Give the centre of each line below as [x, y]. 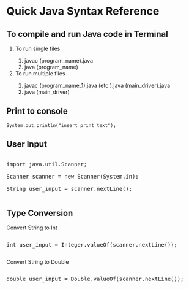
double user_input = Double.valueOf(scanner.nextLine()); [95, 279]
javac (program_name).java [59, 60]
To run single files [38, 48]
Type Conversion [40, 213]
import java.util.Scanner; [47, 164]
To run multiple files [40, 74]
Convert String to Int [32, 228]
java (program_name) [51, 67]
